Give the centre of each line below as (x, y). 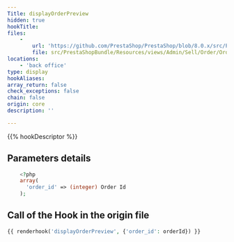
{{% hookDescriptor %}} (42, 136)
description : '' (31, 111)
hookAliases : (26, 78)
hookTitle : (23, 26)
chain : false (26, 98)
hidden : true (26, 20)
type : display (28, 72)
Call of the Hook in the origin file (78, 215)
